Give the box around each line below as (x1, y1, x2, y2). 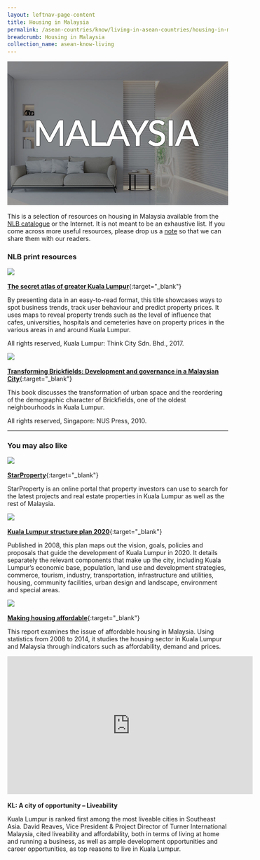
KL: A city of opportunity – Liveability (7, 801, 118, 810)
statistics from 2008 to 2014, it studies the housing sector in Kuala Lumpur (7, 635, 222, 643)
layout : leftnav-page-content (7, 11, 96, 18)
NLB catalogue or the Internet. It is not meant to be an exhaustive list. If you (7, 219, 226, 228)
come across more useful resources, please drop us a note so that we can (7, 226, 222, 235)
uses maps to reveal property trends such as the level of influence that (7, 310, 212, 319)
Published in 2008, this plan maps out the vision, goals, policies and (7, 541, 203, 550)
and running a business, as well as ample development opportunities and (7, 838, 219, 846)
